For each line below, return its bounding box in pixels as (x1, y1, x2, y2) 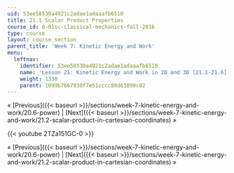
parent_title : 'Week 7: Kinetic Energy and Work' (7, 43, 156, 50)
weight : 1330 (20, 75, 58, 83)
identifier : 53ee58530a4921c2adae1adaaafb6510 (20, 62, 158, 69)
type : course (7, 29, 46, 37)
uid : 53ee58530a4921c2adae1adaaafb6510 (7, 10, 124, 18)
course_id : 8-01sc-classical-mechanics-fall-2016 (7, 23, 156, 30)
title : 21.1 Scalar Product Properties (7, 17, 124, 24)
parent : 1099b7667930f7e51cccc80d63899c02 (20, 82, 146, 89)
